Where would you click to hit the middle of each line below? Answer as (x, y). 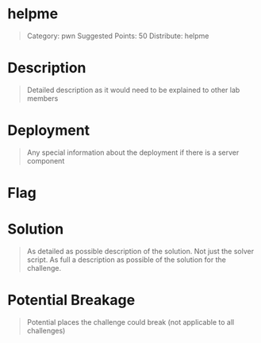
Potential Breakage (71, 301)
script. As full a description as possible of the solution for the (127, 260)
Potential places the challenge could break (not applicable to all (130, 322)
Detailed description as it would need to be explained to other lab (133, 90)
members (42, 98)
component (46, 160)
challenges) (46, 330)
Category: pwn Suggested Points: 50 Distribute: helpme (118, 36)
